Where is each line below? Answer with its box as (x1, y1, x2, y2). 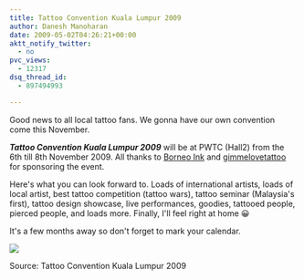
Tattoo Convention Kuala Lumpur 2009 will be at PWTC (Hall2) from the (9, 141, 285, 152)
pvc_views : (9, 56, 51, 65)
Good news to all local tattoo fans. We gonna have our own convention (9, 114, 276, 125)
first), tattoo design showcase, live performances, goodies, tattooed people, (9, 198, 296, 209)
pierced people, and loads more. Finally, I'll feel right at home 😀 (9, 207, 250, 219)
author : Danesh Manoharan (9, 22, 108, 31)
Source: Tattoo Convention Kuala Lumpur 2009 (9, 260, 187, 271)
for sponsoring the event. (9, 161, 105, 171)
